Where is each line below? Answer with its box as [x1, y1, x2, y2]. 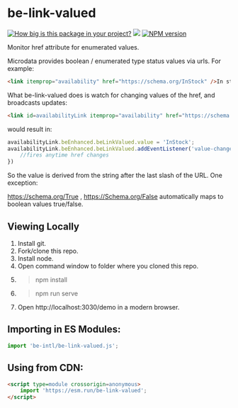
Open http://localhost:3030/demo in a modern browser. [17, 303, 180, 311]
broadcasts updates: [7, 98, 68, 107]
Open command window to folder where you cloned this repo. [17, 262, 199, 270]
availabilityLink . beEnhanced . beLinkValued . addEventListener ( [7, 145, 192, 152]
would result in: [7, 125, 52, 133]
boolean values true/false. [7, 200, 84, 208]
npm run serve [35, 289, 79, 297]
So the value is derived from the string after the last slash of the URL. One [7, 171, 223, 180]
